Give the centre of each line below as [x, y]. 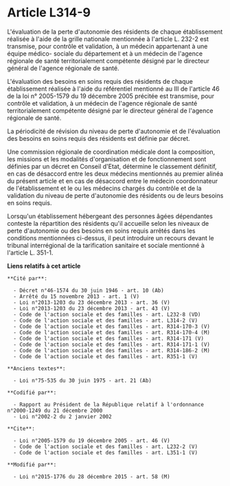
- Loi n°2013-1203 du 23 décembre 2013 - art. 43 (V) [92, 308]
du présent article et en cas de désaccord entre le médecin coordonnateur [113, 181]
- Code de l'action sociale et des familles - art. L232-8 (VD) [107, 314]
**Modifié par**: [32, 465]
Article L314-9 [49, 13]
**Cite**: [21, 428]
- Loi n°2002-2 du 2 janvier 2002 [62, 417]
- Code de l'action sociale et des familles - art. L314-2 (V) [105, 321]
